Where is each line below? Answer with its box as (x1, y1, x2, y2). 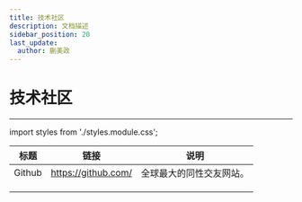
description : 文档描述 (9, 22, 89, 31)
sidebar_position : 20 (9, 30, 91, 39)
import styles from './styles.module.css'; (9, 127, 159, 137)
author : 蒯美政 (17, 47, 70, 56)
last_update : (9, 38, 58, 48)
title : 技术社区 (9, 13, 65, 22)
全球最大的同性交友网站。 (140, 167, 250, 180)
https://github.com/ (50, 167, 133, 180)
